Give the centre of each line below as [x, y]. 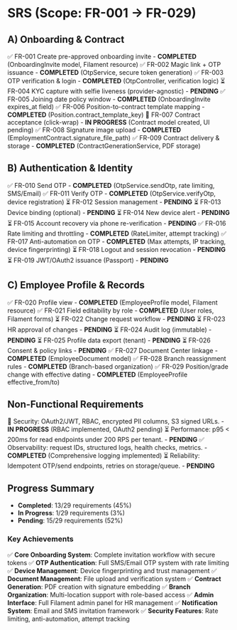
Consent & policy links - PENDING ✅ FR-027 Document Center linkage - [113, 350]
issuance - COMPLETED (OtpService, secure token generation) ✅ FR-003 [115, 72]
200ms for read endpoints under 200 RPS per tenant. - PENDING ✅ [106, 440]
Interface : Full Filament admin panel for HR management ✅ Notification [112, 602]
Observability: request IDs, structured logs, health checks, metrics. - [108, 448]
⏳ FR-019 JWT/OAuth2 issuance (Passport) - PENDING [88, 260]
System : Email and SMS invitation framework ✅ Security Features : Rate [113, 611]
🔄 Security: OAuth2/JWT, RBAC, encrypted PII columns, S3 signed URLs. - [116, 421]
